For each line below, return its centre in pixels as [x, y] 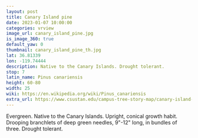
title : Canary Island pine [39, 17]
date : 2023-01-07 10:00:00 [39, 22]
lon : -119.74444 [26, 61]
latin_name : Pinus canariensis [44, 77]
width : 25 [18, 88]
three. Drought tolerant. [34, 129]
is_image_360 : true [30, 39]
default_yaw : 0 [25, 45]
